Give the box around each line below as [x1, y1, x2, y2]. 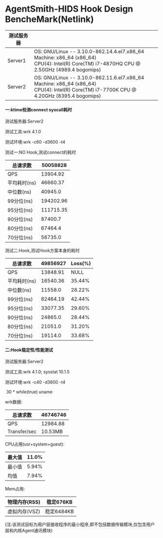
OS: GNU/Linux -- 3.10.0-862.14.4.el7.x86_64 [33, 48, 145, 54]
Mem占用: [5, 486, 25, 492]
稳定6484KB [45, 508, 74, 515]
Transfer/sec [7, 428, 37, 435]
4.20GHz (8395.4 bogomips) [33, 92, 101, 99]
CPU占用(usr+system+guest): [5, 441, 65, 447]
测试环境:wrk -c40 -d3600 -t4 [5, 379, 65, 385]
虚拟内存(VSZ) [7, 508, 40, 515]
